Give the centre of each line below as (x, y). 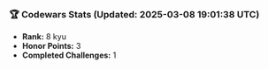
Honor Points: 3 (51, 46)
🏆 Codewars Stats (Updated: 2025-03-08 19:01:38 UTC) (134, 14)
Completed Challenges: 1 (69, 55)
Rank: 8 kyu (44, 37)
